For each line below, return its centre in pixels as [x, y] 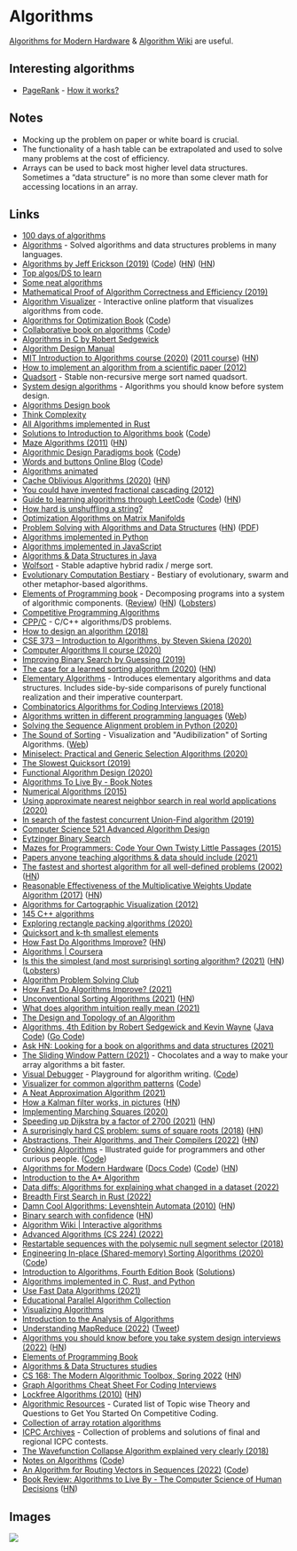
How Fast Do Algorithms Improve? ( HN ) [94, 943]
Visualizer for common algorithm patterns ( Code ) [112, 1084]
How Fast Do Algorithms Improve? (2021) [97, 990]
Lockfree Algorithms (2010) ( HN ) [82, 1395]
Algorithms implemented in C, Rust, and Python [108, 1281]
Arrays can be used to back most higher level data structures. [135, 168]
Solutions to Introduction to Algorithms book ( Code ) [116, 434]
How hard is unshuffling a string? [82, 509]
